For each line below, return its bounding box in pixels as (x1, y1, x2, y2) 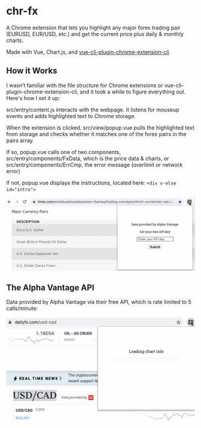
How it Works (6, 66, 57, 76)
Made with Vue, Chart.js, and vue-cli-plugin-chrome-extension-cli (6, 48, 169, 55)
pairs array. (6, 137, 35, 144)
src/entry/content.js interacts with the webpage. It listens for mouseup (6, 106, 179, 113)
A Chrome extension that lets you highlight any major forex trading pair (6, 24, 181, 31)
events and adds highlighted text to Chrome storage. (6, 112, 136, 119)
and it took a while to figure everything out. (80, 88, 186, 95)
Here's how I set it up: (6, 94, 60, 101)
